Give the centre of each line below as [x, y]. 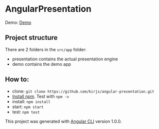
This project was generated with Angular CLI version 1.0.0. [63, 121]
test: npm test [26, 112]
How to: [17, 80]
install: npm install [31, 101]
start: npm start [28, 107]
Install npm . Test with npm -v [41, 96]
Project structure [31, 38]
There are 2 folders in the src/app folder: [46, 49]
